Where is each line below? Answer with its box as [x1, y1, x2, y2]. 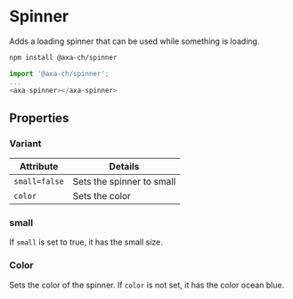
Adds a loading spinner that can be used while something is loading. [9, 36, 260, 46]
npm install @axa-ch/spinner [9, 53, 118, 62]
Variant [9, 137, 42, 149]
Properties [9, 110, 69, 126]
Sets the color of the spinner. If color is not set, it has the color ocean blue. [9, 279, 285, 290]
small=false [13, 177, 65, 187]
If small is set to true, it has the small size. [9, 237, 163, 247]
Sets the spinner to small [72, 176, 176, 188]
